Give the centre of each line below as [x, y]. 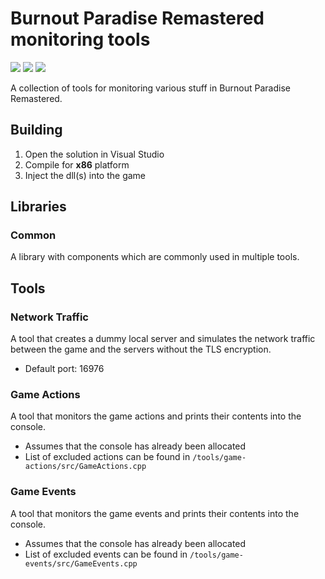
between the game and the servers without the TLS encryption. [141, 349]
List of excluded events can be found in [106, 554]
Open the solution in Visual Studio [94, 154]
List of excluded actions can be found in [107, 457]
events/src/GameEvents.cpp [81, 563]
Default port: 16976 [64, 369]
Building [36, 130]
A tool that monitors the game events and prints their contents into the [155, 513]
